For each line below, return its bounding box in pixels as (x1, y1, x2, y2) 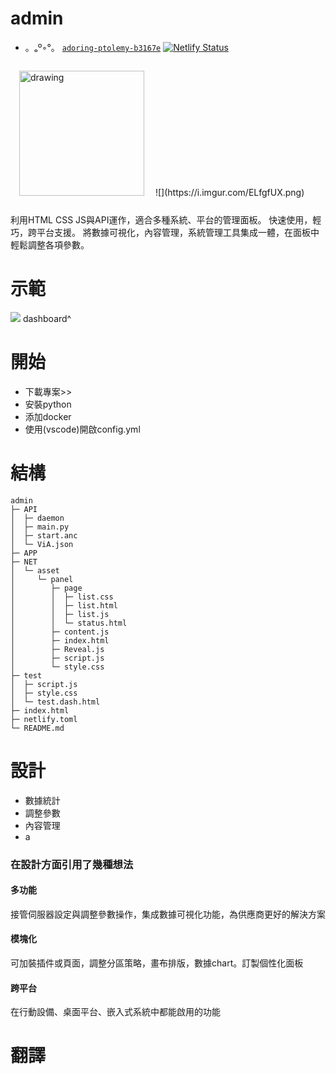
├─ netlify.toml (10, 714, 78, 724)
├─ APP (10, 548, 38, 558)
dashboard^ (22, 312, 72, 324)
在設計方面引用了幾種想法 (10, 857, 134, 871)
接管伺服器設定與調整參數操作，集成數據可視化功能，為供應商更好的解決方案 (10, 908, 326, 920)
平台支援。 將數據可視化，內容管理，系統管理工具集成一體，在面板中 (36, 226, 320, 238)
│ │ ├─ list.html (10, 600, 118, 611)
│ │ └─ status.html (10, 618, 128, 628)
